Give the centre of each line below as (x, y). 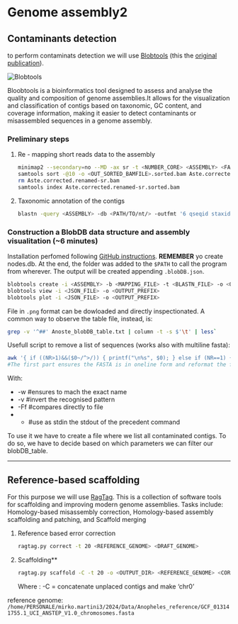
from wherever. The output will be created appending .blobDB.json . (106, 271)
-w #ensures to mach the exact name (72, 392)
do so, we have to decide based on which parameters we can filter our (110, 443)
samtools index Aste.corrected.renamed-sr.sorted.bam (98, 187)
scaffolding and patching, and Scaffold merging (77, 520)
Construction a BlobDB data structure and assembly (99, 232)
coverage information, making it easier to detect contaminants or (102, 113)
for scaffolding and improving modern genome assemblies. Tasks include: (115, 505)
